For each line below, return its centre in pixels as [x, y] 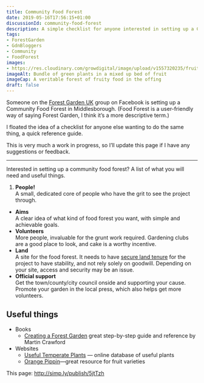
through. [26, 200]
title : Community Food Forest [45, 12]
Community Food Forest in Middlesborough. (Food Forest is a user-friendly [100, 109]
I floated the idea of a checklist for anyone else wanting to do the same [95, 127]
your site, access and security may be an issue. [75, 270]
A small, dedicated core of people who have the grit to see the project [102, 194]
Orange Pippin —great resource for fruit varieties [85, 361]
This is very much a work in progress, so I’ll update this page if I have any [98, 145]
